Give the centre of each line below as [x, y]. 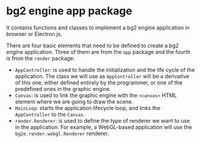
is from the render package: [40, 58]
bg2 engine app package [69, 11]
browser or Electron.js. [34, 34]
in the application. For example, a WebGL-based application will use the [103, 127]
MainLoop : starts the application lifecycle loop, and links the [88, 108]
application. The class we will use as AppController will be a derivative [102, 76]
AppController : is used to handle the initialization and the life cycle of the [105, 69]
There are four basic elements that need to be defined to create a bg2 [92, 45]
